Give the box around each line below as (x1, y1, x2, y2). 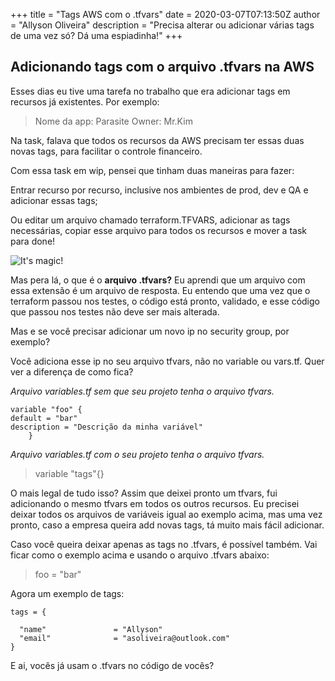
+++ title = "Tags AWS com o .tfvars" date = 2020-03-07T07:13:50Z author (10, 9, 321, 20)
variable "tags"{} (34, 467, 105, 479)
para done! (10, 235, 56, 247)
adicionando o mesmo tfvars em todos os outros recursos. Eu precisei (10, 497, 300, 509)
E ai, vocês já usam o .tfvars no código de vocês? (10, 659, 215, 671)
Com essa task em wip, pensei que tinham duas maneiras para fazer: (10, 164, 295, 176)
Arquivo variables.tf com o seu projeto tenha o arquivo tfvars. (10, 448, 265, 460)
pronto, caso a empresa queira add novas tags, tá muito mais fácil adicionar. (10, 519, 325, 531)
